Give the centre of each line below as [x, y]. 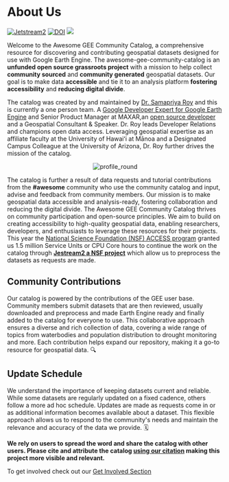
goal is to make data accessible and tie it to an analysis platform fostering [112, 81]
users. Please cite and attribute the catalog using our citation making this [114, 450]
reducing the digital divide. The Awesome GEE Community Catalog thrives [112, 209]
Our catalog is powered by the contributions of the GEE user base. [101, 298]
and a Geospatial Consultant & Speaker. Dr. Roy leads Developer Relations [111, 124]
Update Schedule [45, 374]
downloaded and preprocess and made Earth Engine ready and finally [106, 312]
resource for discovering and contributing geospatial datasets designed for [113, 52]
